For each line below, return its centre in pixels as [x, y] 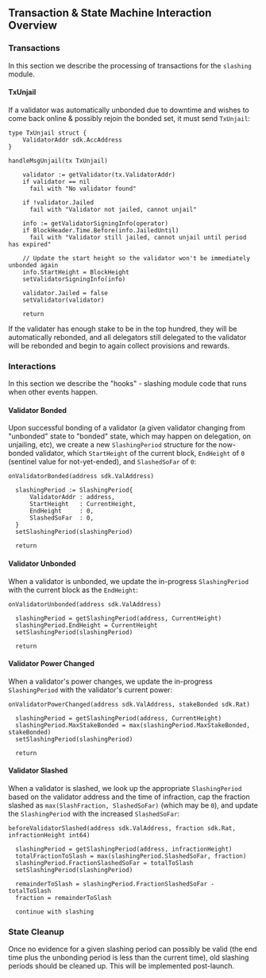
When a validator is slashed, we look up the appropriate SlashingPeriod [125, 788]
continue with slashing [54, 912]
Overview [33, 26]
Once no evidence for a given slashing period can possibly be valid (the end [133, 949]
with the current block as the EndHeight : [73, 590]
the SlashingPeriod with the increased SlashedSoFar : [94, 814]
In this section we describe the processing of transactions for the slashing [130, 65]
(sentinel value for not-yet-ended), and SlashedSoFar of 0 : [102, 462]
